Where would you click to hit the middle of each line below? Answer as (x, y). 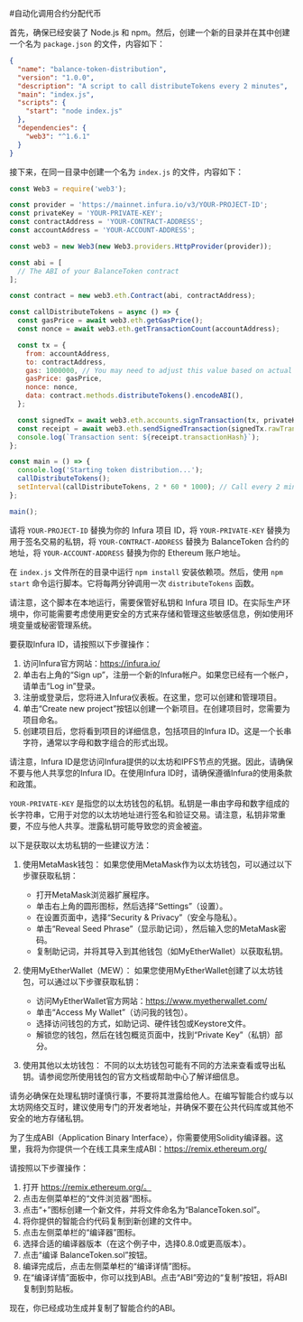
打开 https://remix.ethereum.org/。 (87, 1187)
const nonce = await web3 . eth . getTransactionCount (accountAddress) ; (149, 329)
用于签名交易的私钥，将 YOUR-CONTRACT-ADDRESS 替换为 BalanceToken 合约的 (149, 541)
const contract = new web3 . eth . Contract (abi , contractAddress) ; (133, 296)
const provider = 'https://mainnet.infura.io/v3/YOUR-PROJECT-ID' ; (139, 205)
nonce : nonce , (52, 387)
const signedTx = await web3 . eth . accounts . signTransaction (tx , (138, 420)
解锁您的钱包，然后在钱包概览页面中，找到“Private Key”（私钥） (155, 1034)
